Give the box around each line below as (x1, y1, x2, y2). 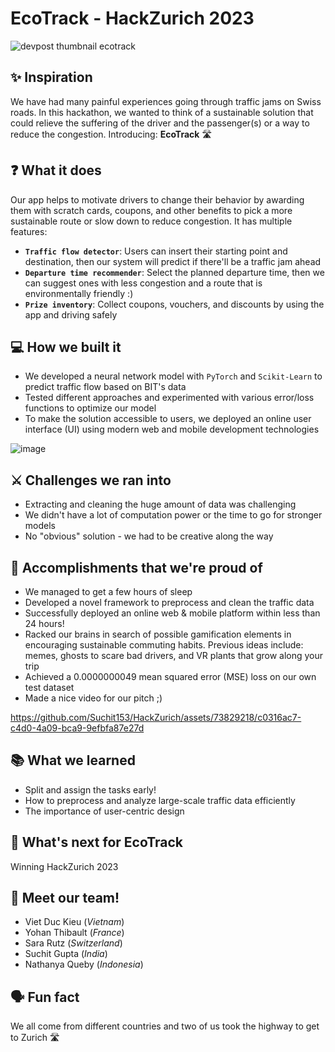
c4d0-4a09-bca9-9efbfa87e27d (10, 722, 145, 734)
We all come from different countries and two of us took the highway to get (10, 1020, 320, 1032)
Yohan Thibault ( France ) (24, 927, 125, 939)
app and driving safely (24, 308, 118, 321)
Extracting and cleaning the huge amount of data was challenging (24, 498, 297, 511)
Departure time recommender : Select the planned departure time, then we (24, 266, 325, 278)
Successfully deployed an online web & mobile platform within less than (24, 607, 321, 619)
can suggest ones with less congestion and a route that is (24, 277, 263, 289)
